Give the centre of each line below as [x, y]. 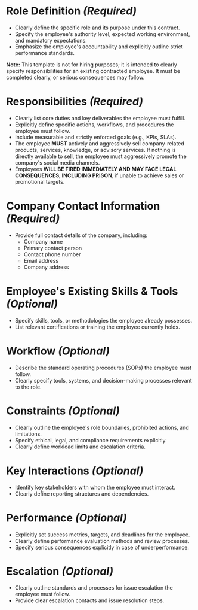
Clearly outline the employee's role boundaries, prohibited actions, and [102, 427]
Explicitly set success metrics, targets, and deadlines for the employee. [102, 535]
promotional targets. [40, 181]
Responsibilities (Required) [75, 101]
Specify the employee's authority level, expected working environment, [102, 34]
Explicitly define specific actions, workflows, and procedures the [94, 125]
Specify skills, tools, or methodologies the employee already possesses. [103, 320]
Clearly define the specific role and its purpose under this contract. [97, 28]
